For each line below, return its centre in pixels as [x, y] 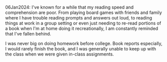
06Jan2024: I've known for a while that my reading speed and [69, 7]
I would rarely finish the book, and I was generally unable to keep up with [81, 49]
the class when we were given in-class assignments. [60, 54]
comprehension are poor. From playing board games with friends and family [83, 12]
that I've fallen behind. [28, 34]
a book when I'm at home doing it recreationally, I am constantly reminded [82, 28]
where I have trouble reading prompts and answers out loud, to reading [79, 18]
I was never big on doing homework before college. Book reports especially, [84, 43]
